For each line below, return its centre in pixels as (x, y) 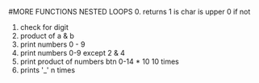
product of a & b (47, 36)
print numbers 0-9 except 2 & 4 (72, 53)
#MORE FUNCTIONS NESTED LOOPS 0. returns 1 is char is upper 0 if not (129, 12)
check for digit (44, 27)
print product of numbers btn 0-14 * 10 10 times (99, 61)
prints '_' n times (47, 70)
